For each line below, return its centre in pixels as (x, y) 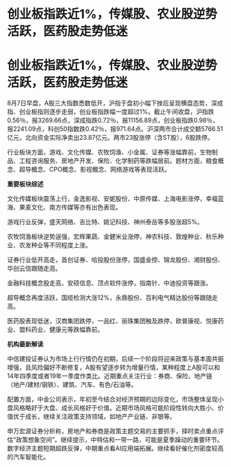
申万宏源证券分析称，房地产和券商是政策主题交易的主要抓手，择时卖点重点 (112, 431)
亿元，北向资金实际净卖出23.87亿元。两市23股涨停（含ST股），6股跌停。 (110, 138)
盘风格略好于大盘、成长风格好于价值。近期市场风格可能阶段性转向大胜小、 (112, 408)
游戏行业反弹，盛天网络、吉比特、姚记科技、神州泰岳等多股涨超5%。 (106, 222)
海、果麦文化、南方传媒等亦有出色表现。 (64, 207)
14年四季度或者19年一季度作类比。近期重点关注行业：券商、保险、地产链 (110, 376)
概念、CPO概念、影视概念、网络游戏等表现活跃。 (100, 169)
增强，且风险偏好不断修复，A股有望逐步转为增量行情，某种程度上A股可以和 (114, 367)
